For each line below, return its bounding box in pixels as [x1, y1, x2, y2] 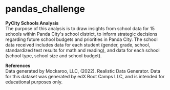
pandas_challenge [5, 3, 86, 15]
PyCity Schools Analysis [5, 20, 59, 26]
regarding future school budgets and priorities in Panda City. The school [5, 36, 158, 42]
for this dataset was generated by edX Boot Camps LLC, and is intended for [5, 73, 165, 79]
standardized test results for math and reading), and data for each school [5, 47, 160, 53]
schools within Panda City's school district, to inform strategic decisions [5, 31, 158, 37]
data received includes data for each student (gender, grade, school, [5, 41, 151, 48]
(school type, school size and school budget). [5, 52, 102, 59]
